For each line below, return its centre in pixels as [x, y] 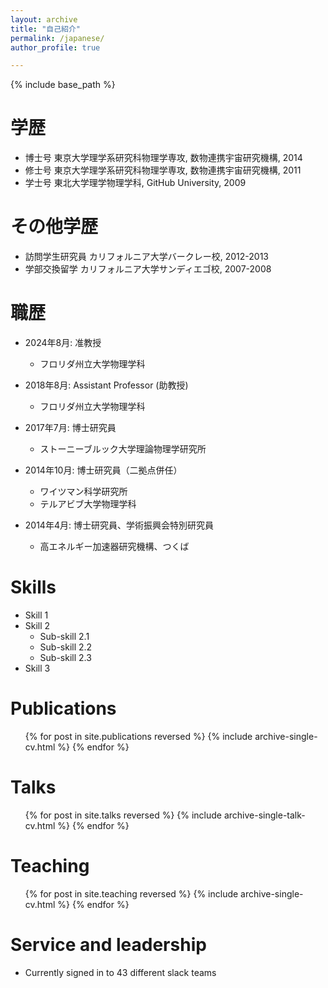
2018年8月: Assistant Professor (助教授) [106, 385]
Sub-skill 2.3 [65, 657]
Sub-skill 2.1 [64, 636]
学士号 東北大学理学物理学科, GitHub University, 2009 [135, 183]
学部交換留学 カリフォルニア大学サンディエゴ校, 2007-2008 [148, 269]
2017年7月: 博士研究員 [70, 428]
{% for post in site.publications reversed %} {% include [138, 736]
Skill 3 [37, 668]
